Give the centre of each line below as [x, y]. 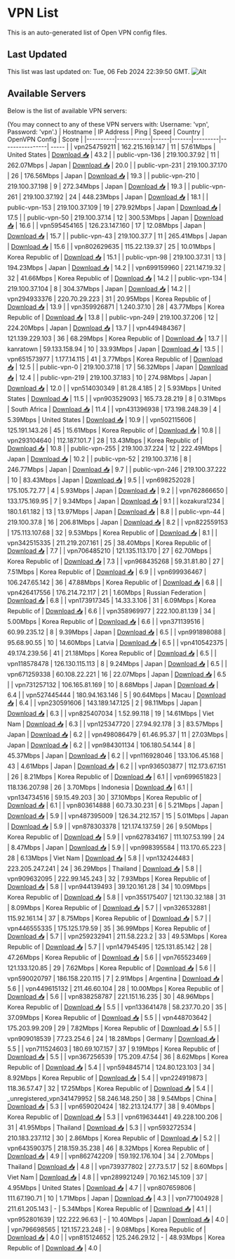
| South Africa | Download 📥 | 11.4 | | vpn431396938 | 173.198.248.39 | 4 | [114, 409]
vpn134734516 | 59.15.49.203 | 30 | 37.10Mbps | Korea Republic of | [105, 797]
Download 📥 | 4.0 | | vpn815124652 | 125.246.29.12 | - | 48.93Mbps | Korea [116, 1237]
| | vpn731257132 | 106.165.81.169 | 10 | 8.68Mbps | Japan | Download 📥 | [113, 684]
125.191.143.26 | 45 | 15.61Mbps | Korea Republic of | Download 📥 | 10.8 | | [114, 430]
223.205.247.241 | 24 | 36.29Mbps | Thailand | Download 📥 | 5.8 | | [105, 868]
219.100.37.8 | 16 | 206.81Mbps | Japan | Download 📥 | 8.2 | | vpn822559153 [117, 522]
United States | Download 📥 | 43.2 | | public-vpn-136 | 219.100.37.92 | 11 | [113, 154]
